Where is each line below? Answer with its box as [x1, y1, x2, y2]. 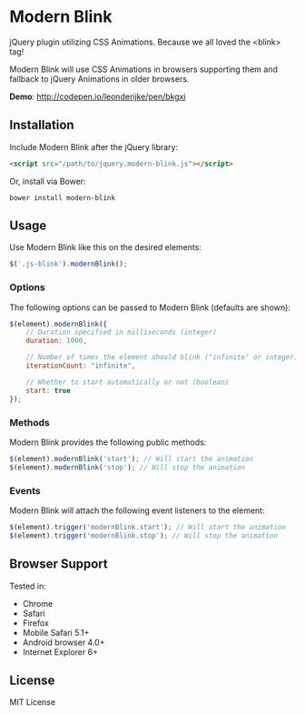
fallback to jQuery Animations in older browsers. [9, 73, 190, 84]
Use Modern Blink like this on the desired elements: [9, 242, 202, 253]
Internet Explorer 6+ [22, 646, 98, 657]
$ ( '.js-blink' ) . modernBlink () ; [9, 259, 128, 269]
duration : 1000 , [25, 337, 88, 346]
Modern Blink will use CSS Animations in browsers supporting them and [9, 64, 279, 75]
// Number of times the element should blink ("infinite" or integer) [25, 353, 299, 362]
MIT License [9, 697, 56, 708]
